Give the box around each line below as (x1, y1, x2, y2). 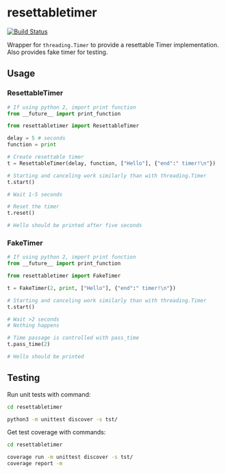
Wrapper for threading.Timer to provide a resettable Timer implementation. (7, 40, 219, 49)
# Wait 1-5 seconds (7, 191, 63, 198)
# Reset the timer (7, 203, 60, 210)
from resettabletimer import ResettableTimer (7, 122, 139, 129)
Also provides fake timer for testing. (7, 48, 108, 56)
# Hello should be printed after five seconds (7, 222, 142, 229)
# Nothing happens (7, 322, 60, 329)
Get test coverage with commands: (7, 428, 106, 436)
